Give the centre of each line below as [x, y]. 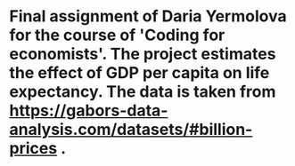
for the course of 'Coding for [117, 35]
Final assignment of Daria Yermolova [148, 16]
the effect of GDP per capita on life [139, 73]
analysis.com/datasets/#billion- [131, 130]
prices [33, 149]
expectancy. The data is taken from [143, 92]
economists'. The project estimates [143, 54]
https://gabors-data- [89, 111]
